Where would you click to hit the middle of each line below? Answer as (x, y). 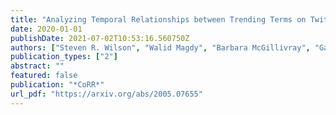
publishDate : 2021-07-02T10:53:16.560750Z (100, 38)
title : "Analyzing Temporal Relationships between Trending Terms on (158, 19)
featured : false (44, 76)
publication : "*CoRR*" (57, 85)
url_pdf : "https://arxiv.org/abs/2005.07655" (106, 94)
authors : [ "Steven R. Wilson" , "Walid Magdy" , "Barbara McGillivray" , (160, 47)
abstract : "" (37, 66)
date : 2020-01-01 (46, 29)
